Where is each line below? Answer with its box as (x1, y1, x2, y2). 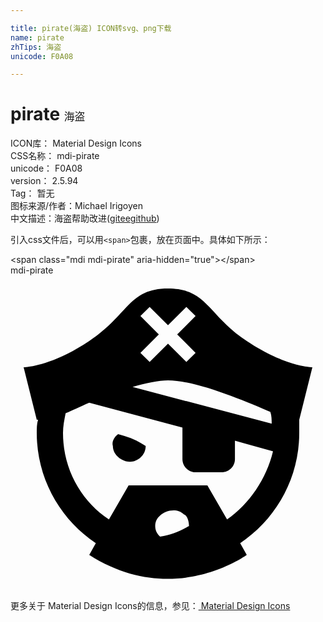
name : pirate (10, 32, 65, 43)
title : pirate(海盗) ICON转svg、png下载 (10, 23, 172, 33)
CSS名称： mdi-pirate (10, 150, 100, 162)
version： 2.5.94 (10, 175, 79, 187)
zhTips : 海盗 (10, 42, 62, 52)
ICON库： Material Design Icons (10, 137, 142, 150)
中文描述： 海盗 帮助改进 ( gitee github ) (10, 212, 160, 225)
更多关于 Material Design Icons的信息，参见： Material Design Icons (10, 600, 291, 612)
